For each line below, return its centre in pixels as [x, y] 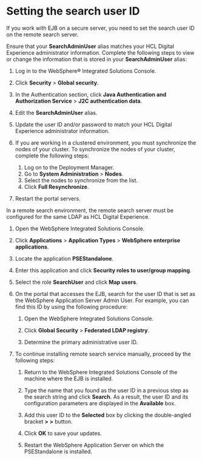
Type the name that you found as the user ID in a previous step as [106, 390]
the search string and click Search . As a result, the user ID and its [106, 397]
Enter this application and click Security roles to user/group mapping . [103, 270]
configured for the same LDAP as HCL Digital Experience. [78, 216]
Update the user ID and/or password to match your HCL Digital [93, 124]
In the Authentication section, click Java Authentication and [91, 94]
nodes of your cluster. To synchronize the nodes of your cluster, [95, 149]
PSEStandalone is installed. [58, 451]
